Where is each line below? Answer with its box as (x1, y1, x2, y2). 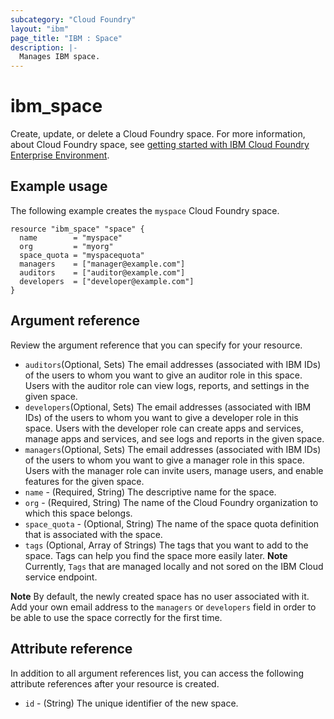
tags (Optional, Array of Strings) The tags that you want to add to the (24, 539, 309, 551)
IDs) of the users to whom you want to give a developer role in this (24, 411, 299, 423)
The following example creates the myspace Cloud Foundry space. (10, 204, 280, 216)
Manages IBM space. (19, 52, 101, 62)
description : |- (10, 42, 78, 53)
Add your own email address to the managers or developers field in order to (10, 601, 317, 613)
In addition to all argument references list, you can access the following (10, 667, 304, 679)
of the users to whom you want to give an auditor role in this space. (24, 369, 303, 381)
